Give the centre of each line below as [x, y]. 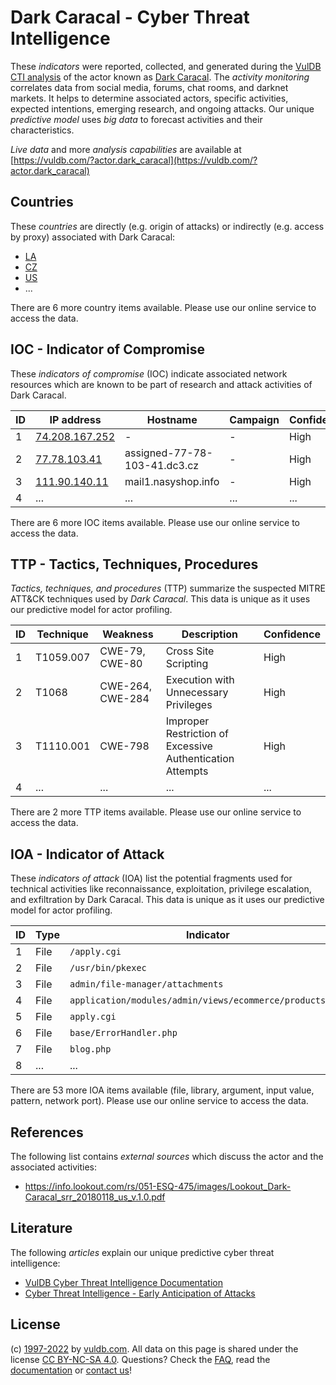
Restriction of [197, 734]
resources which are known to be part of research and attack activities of [161, 384]
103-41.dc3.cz [161, 465]
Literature [41, 1228]
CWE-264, [126, 686]
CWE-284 [124, 699]
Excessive [189, 746]
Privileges [189, 705]
